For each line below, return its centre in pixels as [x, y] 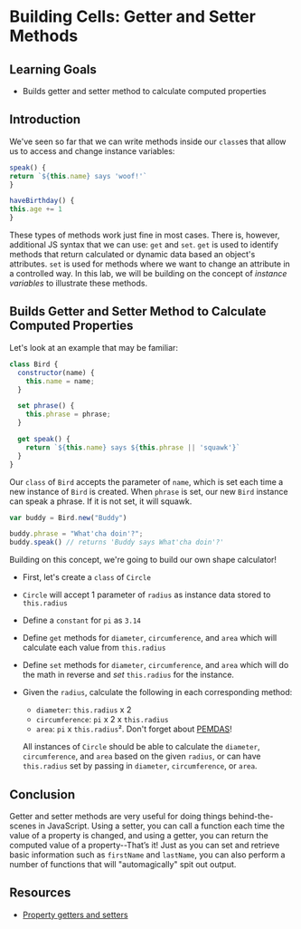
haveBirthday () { [42, 201]
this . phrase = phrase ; [68, 414]
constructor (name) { [56, 373]
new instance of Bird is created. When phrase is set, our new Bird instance [149, 491]
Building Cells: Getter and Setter [132, 17]
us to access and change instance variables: [92, 150]
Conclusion [42, 794]
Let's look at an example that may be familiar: [94, 347]
